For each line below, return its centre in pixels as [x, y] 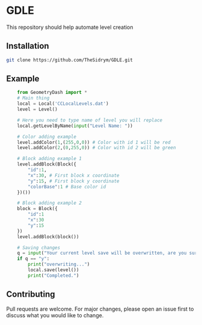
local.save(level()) [54, 270]
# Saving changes [39, 247]
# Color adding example [47, 137]
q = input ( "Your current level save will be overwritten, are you [102, 253]
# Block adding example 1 [50, 159]
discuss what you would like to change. [55, 315]
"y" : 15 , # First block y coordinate [74, 181]
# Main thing [33, 98]
